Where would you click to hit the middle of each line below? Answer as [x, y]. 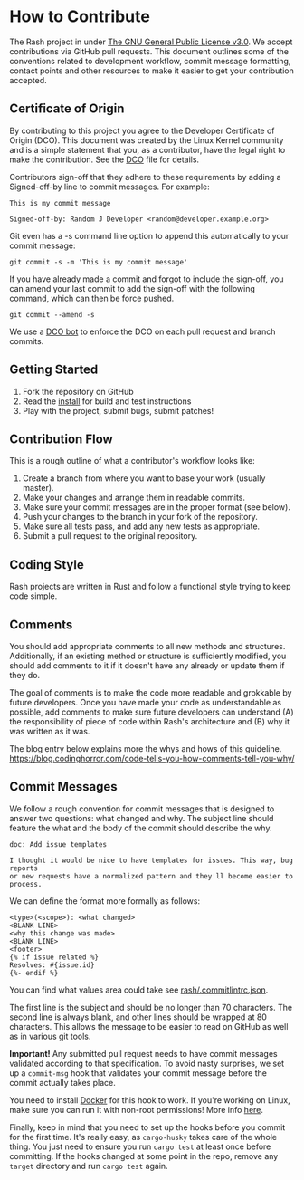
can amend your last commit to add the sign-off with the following [133, 288]
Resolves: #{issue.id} [52, 965]
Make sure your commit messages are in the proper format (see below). [157, 507]
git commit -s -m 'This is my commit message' [99, 262]
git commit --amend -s [52, 314]
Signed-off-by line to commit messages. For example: [109, 187]
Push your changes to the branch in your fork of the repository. [140, 517]
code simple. [33, 596]
